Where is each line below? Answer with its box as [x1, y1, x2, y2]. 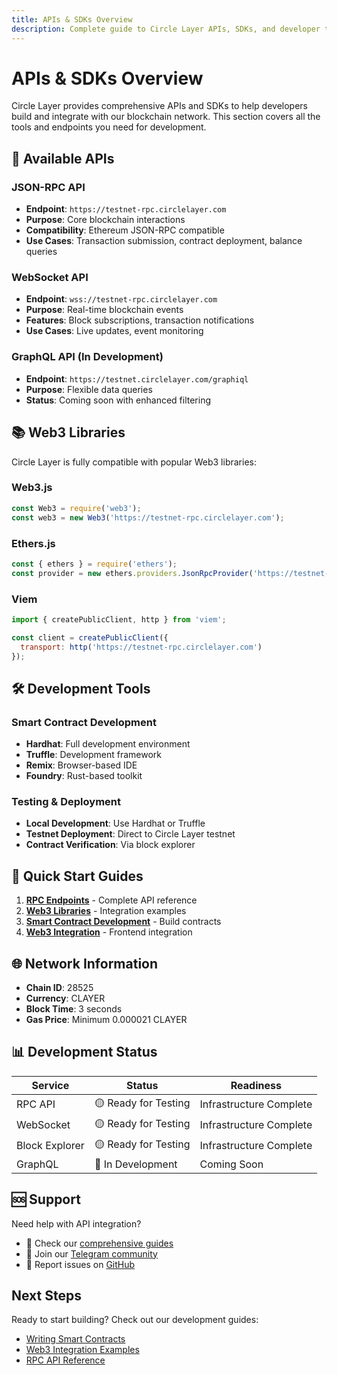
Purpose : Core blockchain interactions [25, 214, 186, 226]
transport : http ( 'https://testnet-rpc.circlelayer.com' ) [20, 642, 263, 652]
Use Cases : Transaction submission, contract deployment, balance [25, 235, 303, 247]
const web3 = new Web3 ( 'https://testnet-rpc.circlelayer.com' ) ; [11, 512, 285, 523]
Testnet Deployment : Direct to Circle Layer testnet [25, 828, 236, 840]
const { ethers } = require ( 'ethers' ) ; [11, 559, 178, 569]
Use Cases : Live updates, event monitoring [25, 325, 204, 337]
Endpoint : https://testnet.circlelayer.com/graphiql [25, 372, 249, 385]
